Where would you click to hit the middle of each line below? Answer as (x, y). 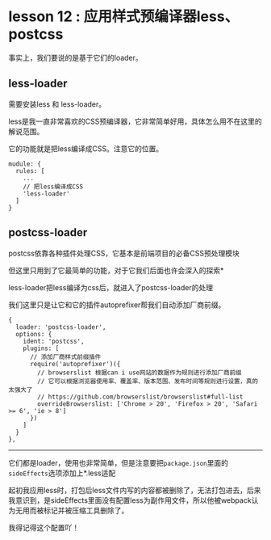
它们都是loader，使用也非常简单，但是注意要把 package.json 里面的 (118, 462)
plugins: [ (41, 348)
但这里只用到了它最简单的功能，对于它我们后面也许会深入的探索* (116, 270)
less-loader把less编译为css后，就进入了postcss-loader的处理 (111, 287)
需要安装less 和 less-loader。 (57, 104)
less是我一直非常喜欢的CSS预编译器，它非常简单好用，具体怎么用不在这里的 (135, 121)
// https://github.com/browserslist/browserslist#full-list (140, 397)
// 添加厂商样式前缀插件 (65, 356)
